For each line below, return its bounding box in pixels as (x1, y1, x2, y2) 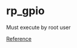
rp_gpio (6, 4, 45, 18)
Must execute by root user (6, 24, 71, 31)
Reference (6, 35, 32, 42)
